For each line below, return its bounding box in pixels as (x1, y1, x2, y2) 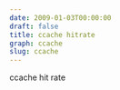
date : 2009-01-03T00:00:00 (9, 13, 112, 23)
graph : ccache (9, 38, 64, 48)
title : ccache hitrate (9, 30, 95, 39)
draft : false (9, 22, 59, 31)
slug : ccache (9, 47, 59, 56)
